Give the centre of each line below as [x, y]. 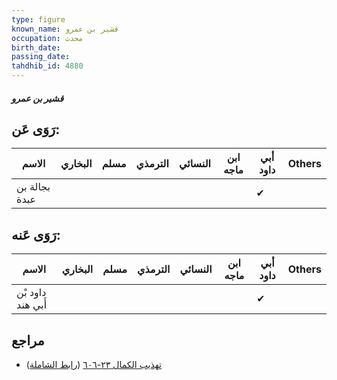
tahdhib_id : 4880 [47, 66]
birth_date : [36, 47]
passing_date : [41, 57]
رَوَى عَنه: [36, 234]
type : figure [38, 19]
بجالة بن [33, 187]
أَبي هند [32, 305]
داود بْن [31, 293]
